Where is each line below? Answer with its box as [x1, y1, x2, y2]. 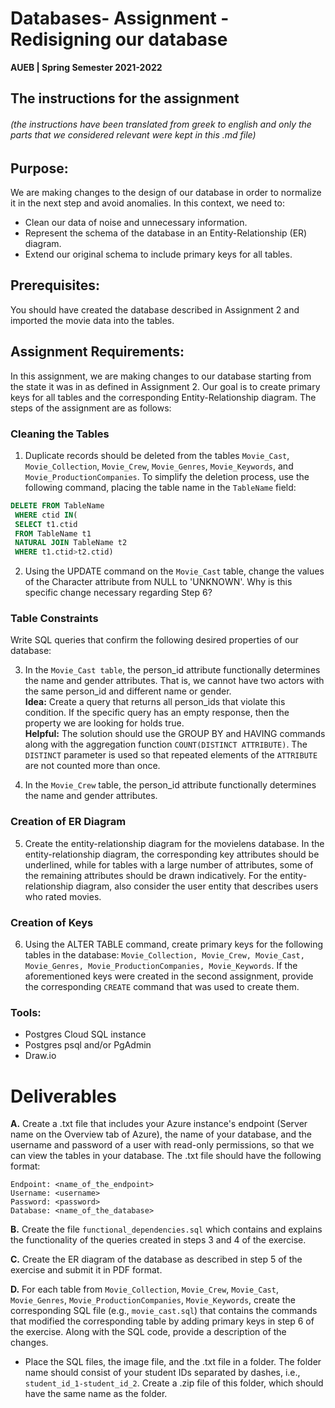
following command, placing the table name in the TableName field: [24, 481, 297, 493]
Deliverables [10, 1085, 117, 1107]
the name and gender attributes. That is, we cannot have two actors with [24, 675, 325, 687]
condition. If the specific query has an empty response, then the [24, 707, 290, 719]
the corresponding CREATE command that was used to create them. [24, 981, 300, 993]
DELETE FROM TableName [10, 500, 105, 511]
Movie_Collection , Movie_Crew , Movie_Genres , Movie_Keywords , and [24, 460, 294, 472]
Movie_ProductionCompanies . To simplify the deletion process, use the [24, 470, 310, 482]
